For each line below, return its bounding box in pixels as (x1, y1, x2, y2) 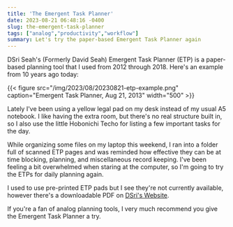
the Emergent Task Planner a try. (7, 212, 101, 221)
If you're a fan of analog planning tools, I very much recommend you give (7, 205, 218, 213)
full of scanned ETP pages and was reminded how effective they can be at (7, 148, 222, 156)
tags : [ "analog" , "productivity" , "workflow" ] (7, 29, 139, 37)
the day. (7, 127, 31, 136)
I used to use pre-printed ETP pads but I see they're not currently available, (7, 184, 224, 192)
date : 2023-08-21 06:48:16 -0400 (7, 17, 105, 24)
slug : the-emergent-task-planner (7, 23, 105, 30)
